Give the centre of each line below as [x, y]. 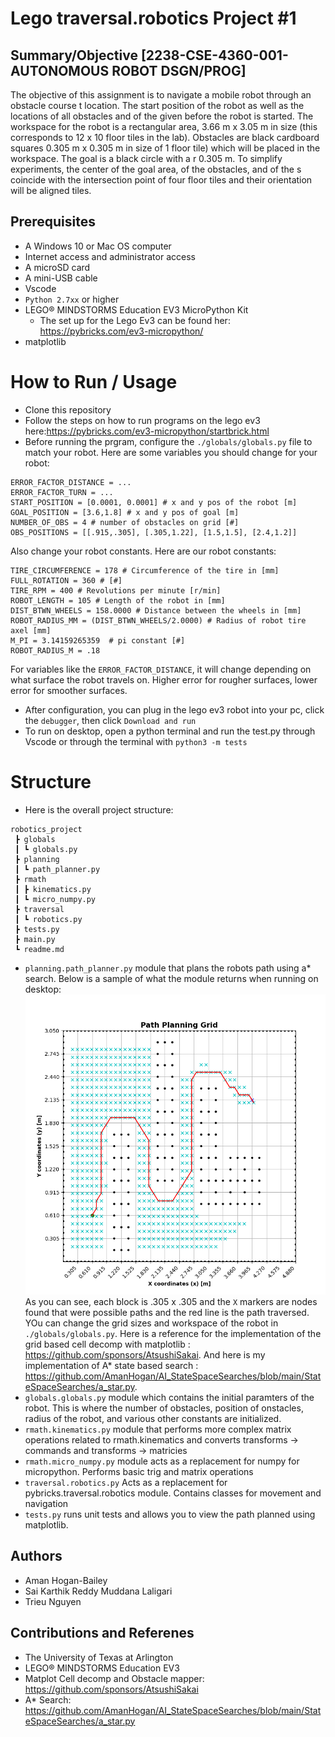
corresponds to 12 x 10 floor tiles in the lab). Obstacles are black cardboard [165, 137]
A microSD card [57, 267]
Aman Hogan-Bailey [66, 1580]
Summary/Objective [74, 55]
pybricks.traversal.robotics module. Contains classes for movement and [173, 1493]
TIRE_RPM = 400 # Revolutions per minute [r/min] [116, 590]
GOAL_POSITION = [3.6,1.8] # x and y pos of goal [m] [125, 512]
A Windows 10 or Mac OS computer [98, 246]
